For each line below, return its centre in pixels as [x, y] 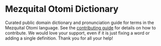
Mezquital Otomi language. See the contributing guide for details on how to [80, 27]
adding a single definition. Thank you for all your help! [59, 38]
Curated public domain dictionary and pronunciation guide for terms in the [80, 23]
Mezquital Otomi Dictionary [62, 9]
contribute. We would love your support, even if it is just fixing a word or [77, 33]
